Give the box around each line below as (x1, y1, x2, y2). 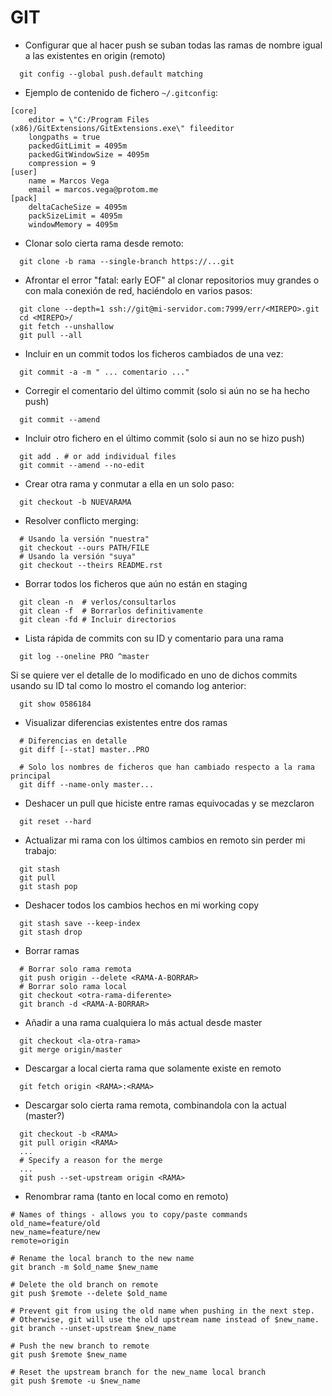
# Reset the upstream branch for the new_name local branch (10, 1367, 267, 1377)
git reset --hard (19, 816, 92, 826)
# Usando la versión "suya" (19, 551, 137, 561)
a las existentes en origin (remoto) (24, 49, 166, 61)
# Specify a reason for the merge (19, 1155, 163, 1165)
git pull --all (19, 330, 83, 340)
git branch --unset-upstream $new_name (10, 1323, 177, 1333)
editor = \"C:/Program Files (28, 114, 150, 125)
